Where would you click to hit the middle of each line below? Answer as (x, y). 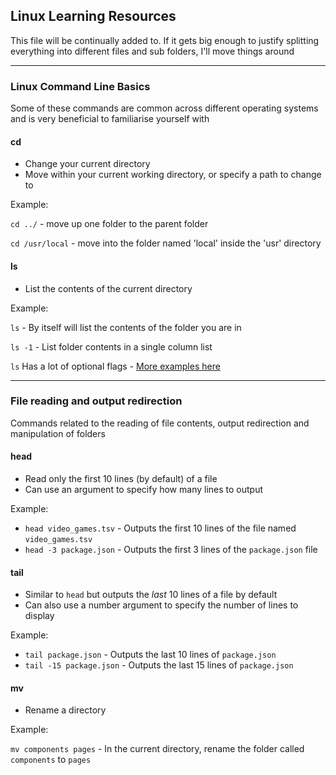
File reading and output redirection (96, 401)
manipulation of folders (58, 433)
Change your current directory (87, 164)
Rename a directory (65, 710)
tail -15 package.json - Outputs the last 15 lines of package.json (159, 665)
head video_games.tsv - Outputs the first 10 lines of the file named (160, 528)
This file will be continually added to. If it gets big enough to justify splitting (165, 40)
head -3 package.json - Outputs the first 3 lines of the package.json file (171, 550)
